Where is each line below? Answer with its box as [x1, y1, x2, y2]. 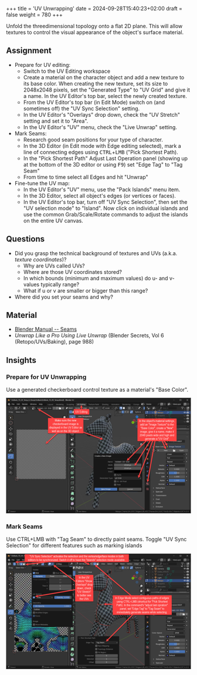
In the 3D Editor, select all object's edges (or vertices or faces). [23, 192, 176, 199]
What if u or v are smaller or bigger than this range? [23, 287, 148, 294]
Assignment [6, 46, 52, 56]
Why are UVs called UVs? [23, 262, 85, 269]
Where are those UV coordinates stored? [23, 268, 122, 275]
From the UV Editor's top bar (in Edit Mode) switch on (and [23, 99, 165, 106]
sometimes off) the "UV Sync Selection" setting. [23, 105, 140, 112]
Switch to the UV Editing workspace [23, 67, 110, 74]
